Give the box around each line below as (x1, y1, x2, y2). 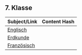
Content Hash (41, 18, 75, 25)
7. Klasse (5, 4, 32, 12)
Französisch (7, 42, 35, 49)
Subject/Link (7, 18, 38, 25)
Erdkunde (7, 34, 29, 41)
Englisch (7, 26, 27, 33)
